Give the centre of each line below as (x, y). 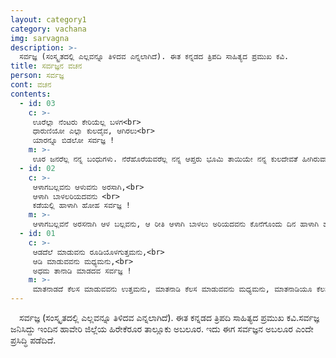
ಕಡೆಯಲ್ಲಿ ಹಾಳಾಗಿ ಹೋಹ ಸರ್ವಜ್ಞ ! (81, 206)
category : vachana (48, 29)
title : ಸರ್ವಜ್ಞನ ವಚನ (46, 66)
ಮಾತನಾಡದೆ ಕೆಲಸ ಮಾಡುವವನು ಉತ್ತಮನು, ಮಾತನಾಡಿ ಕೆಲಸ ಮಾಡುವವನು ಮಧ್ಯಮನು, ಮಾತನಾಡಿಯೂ (172, 289)
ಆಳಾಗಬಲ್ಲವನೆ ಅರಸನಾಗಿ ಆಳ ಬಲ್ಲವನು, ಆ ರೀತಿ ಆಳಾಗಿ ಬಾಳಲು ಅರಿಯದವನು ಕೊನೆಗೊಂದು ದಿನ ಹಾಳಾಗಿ (176, 224)
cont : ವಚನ (31, 85)
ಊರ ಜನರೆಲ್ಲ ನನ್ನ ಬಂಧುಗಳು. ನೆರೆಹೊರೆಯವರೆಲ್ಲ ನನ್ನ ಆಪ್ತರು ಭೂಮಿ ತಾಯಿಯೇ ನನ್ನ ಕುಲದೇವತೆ (165, 159)
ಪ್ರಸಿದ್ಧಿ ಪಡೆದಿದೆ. (33, 340)
